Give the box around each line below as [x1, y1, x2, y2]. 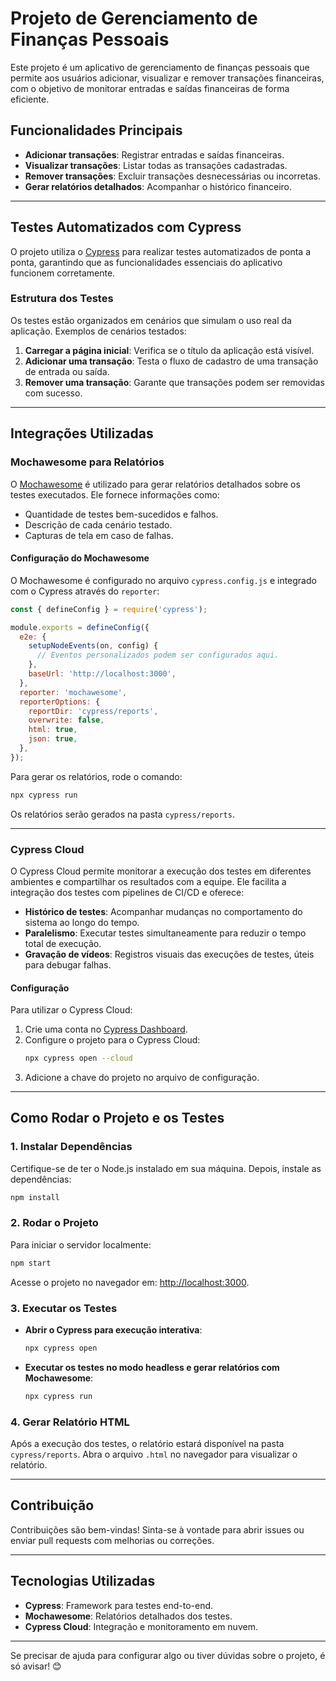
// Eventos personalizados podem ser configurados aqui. [36, 650, 280, 661]
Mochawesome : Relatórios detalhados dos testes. [24, 1610, 233, 1622]
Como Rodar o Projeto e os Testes [10, 1110, 225, 1127]
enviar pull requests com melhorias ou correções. [10, 1534, 215, 1546]
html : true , [28, 725, 78, 735]
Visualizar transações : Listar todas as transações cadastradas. [24, 159, 288, 171]
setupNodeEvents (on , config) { [28, 641, 159, 651]
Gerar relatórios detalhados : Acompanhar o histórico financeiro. [24, 180, 292, 192]
